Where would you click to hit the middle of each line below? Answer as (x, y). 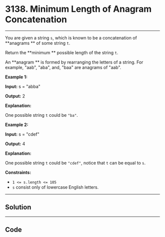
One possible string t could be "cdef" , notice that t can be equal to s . (75, 163)
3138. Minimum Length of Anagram (78, 9)
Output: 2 (15, 96)
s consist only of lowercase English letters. (55, 187)
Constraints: (18, 172)
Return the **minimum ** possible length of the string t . (62, 52)
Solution (18, 207)
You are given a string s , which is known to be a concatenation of (71, 37)
